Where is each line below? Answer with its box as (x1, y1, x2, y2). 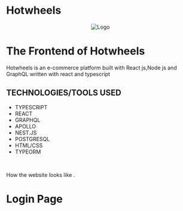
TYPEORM (14, 148, 41, 155)
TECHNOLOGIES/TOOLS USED (6, 88, 121, 98)
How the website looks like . (6, 171, 75, 178)
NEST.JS (14, 129, 37, 136)
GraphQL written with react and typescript (6, 70, 111, 78)
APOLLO (14, 123, 36, 130)
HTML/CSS (14, 142, 43, 149)
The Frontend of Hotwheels (6, 44, 145, 58)
